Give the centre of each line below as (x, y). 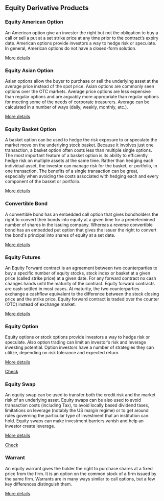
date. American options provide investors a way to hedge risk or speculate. (81, 43)
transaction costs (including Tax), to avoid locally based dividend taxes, (77, 405)
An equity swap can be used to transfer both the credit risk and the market (80, 395)
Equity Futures (23, 257)
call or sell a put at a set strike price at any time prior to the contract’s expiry (82, 38)
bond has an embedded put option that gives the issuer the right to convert (81, 230)
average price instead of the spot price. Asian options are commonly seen (80, 86)
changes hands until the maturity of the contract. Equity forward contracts (80, 283)
